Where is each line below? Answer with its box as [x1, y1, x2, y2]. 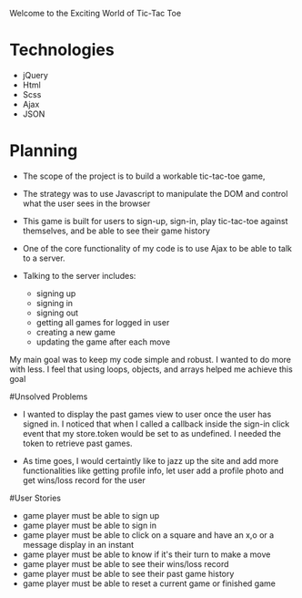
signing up [35, 287, 76, 299]
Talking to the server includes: [22, 270, 136, 281]
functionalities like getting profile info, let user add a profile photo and [22, 465, 285, 476]
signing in [35, 297, 74, 308]
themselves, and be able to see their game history [22, 225, 211, 236]
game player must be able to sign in [22, 520, 157, 531]
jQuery [22, 69, 48, 80]
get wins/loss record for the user [22, 474, 146, 486]
